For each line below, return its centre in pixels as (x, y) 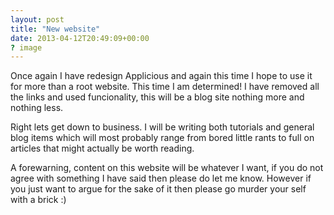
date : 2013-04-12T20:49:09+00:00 (80, 38)
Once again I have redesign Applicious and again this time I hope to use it (161, 76)
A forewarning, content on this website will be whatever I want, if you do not (167, 168)
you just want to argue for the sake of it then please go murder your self (158, 189)
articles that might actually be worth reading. (102, 148)
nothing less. (37, 108)
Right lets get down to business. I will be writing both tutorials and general (162, 127)
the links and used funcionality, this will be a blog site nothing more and (157, 97)
